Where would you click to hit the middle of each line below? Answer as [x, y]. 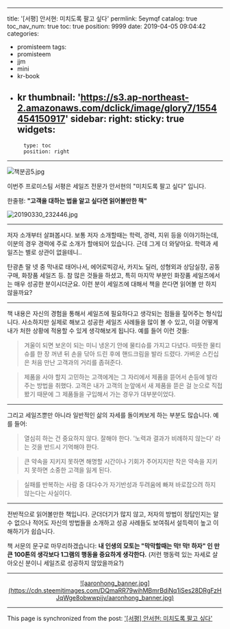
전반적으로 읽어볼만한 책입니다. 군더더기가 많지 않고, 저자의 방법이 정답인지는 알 [113, 514]
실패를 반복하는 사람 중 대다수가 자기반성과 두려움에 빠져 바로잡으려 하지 [120, 484]
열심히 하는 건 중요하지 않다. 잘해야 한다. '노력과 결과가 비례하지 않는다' [119, 438]
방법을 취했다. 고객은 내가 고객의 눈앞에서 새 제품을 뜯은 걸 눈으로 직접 [130, 385]
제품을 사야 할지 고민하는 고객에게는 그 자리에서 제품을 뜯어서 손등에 [114, 377]
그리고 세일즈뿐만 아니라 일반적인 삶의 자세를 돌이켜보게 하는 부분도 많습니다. [110, 415]
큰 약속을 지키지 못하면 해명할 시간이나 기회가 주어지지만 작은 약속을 [114, 461]
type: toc [37, 145]
